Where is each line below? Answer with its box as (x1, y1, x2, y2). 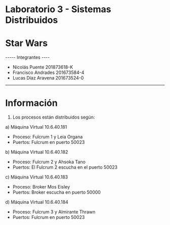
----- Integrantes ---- (5, 54, 50, 60)
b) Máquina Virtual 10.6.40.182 (5, 149, 68, 155)
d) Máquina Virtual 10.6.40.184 (5, 199, 68, 205)
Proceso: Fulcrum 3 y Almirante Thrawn (12, 209, 96, 215)
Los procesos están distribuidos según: (12, 114, 95, 120)
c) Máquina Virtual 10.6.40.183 (5, 174, 68, 180)
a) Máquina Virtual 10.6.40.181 (5, 124, 67, 130)
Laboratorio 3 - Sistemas (5, 4, 111, 15)
